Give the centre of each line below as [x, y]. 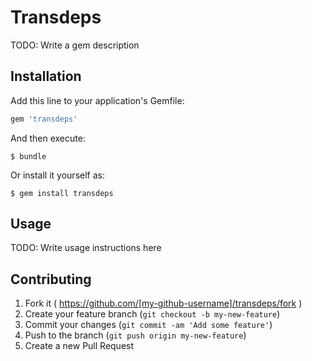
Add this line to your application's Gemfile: [97, 100]
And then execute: [48, 138]
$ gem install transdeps [62, 193]
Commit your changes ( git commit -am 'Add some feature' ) [148, 325]
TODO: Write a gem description [75, 45]
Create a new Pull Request [79, 346]
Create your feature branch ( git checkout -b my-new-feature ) [152, 314]
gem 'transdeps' [44, 119]
